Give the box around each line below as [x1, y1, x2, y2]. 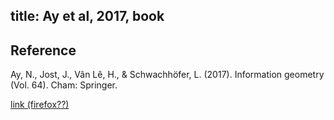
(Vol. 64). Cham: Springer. [10, 79, 118, 91]
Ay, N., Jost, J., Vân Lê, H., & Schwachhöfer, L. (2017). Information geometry [10, 69, 325, 81]
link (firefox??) [10, 99, 70, 111]
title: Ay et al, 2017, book [10, 8, 165, 25]
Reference [10, 42, 77, 59]
